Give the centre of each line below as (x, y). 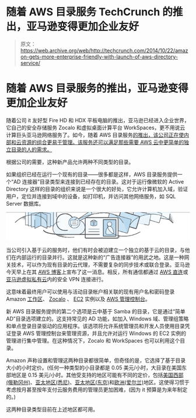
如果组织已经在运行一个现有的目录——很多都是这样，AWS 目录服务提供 (92, 174)
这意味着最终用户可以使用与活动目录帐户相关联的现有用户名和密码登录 (90, 292)
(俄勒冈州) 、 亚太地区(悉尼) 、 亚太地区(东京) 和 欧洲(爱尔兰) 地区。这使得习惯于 (98, 382)
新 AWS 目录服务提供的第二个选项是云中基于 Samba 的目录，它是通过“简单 (96, 312)
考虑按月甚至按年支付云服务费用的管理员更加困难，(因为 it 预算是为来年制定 (97, 390)
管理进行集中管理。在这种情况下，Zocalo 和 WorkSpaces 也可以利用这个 (93, 341)
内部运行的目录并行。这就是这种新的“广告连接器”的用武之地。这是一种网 (103, 257)
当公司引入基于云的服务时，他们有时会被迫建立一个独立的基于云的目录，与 (95, 250)
